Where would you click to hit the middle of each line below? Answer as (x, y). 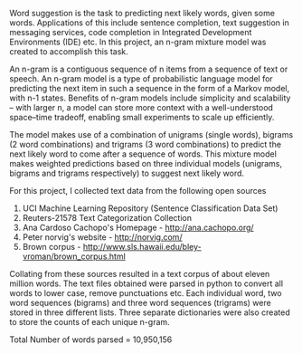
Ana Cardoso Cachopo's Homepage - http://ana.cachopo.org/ (138, 227)
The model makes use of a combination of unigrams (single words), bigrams (151, 134)
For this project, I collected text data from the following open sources (138, 191)
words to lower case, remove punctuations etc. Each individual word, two (146, 293)
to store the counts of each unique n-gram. (90, 322)
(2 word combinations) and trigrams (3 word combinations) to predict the (146, 144)
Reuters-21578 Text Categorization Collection (107, 218)
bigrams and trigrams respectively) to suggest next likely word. (127, 173)
